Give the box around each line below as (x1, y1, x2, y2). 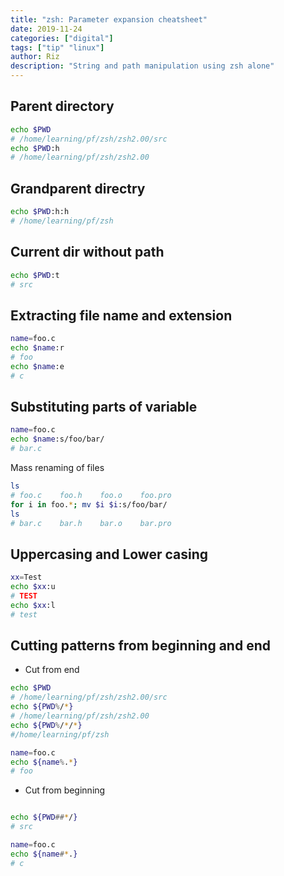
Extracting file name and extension (10, 307, 233, 324)
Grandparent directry (10, 180, 146, 197)
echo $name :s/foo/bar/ (10, 434, 105, 445)
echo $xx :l (10, 600, 56, 610)
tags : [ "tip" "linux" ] (10, 42, 105, 53)
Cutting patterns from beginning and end (10, 637, 271, 655)
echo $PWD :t (10, 270, 60, 280)
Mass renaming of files (10, 462, 105, 474)
